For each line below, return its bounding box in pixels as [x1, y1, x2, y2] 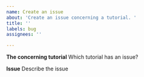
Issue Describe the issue [6, 65, 68, 73]
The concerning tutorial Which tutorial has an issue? [6, 53, 139, 61]
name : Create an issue [6, 8, 64, 15]
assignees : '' [6, 32, 42, 38]
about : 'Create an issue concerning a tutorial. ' [6, 15, 137, 21]
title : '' [6, 20, 31, 26]
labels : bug [6, 25, 36, 32]
